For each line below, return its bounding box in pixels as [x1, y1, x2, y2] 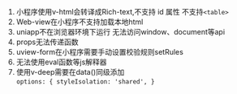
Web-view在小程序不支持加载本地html [15, 17, 144, 27]
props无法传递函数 [15, 37, 79, 47]
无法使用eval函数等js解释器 [15, 57, 107, 67]
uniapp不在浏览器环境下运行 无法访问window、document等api [15, 27, 226, 36]
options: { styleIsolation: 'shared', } [15, 78, 155, 86]
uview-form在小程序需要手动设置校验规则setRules [15, 47, 184, 56]
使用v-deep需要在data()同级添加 [15, 67, 125, 76]
